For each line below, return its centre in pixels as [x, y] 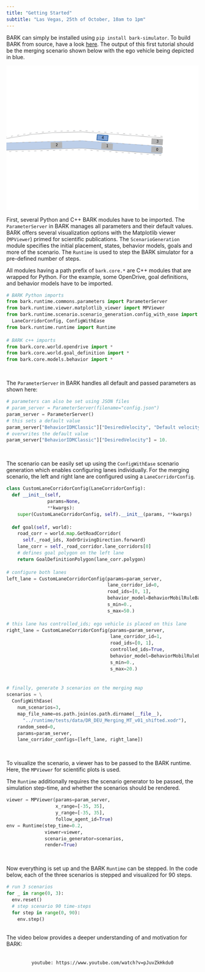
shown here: [22, 390]
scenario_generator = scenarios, [84, 839]
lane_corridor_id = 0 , [133, 585]
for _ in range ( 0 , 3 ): [35, 894]
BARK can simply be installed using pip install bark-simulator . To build [99, 37]
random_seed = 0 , [37, 727]
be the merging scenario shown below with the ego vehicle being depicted [100, 50]
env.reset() [27, 900]
